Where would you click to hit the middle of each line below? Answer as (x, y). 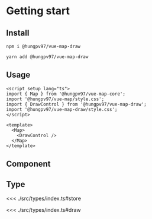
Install (18, 33)
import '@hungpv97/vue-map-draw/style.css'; (62, 109)
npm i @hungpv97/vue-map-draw (43, 46)
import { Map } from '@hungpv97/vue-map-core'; (66, 94)
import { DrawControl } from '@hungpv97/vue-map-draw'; (76, 104)
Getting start (38, 11)
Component (29, 164)
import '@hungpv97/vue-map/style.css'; (55, 99)
